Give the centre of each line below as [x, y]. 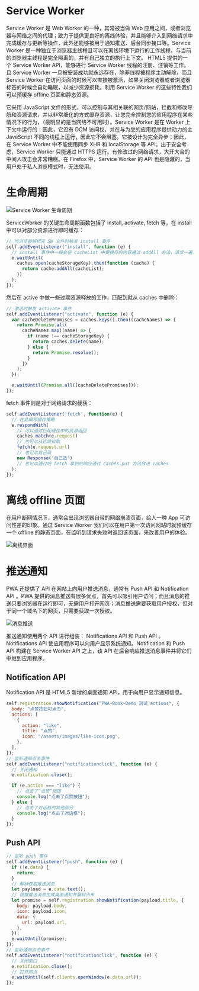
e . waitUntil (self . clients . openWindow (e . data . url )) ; [77, 977]
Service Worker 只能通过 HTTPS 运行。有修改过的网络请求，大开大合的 [103, 152]
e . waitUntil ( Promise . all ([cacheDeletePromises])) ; [75, 385]
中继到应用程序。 [27, 658]
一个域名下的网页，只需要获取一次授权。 [66, 611]
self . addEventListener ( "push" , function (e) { [65, 862]
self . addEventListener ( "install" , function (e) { [69, 247]
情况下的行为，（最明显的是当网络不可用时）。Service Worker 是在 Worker [95, 122]
